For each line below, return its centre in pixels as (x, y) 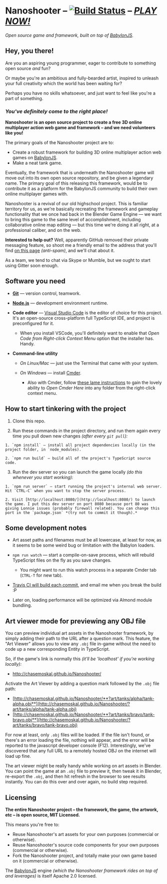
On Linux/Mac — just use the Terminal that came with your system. (89, 363)
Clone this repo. (29, 421)
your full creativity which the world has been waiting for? (64, 83)
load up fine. (18, 756)
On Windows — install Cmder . (50, 372)
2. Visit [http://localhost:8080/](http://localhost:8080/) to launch (80, 500)
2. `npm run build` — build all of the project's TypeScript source (78, 458)
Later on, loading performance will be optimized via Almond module (82, 600)
